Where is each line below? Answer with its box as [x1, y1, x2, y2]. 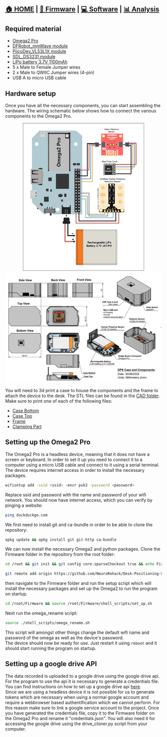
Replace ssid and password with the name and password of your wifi [5, 491, 147, 498]
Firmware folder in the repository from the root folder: [5, 551, 115, 558]
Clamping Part [12, 424, 42, 430]
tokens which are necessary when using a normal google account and [5, 694, 149, 700]
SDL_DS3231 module [12, 54, 56, 60]
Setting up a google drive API [5, 660, 97, 668]
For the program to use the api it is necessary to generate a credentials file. [5, 678, 159, 684]
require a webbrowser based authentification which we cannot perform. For [5, 699, 161, 705]
